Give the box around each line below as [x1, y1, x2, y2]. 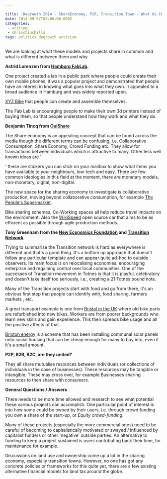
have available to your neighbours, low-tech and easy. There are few [5, 169, 146, 175]
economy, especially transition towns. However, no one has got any [5, 458, 143, 464]
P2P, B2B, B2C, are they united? [5, 352, 72, 357]
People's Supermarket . [5, 199, 52, 205]
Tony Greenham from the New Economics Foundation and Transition [5, 229, 150, 235]
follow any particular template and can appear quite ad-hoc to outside [5, 255, 149, 261]
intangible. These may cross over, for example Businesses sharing [5, 372, 141, 378]
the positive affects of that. [5, 322, 61, 327]
